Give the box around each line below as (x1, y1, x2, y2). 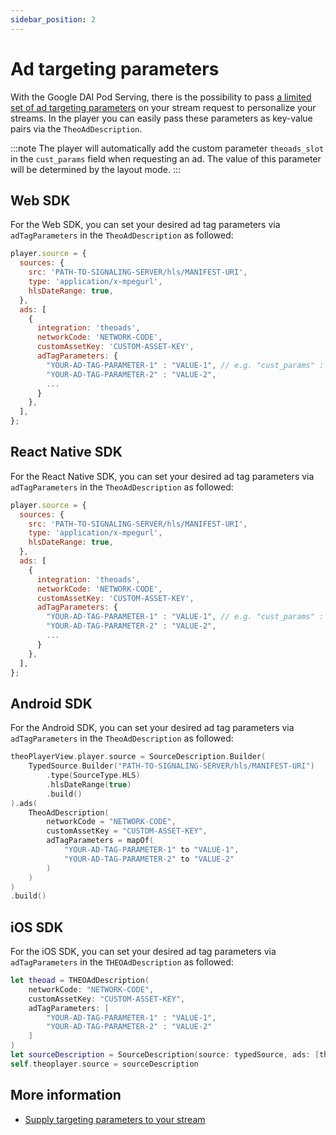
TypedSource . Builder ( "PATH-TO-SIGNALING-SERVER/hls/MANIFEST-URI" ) (28, 761, 315, 771)
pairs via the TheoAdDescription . (10, 122, 143, 135)
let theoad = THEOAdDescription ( (10, 976, 150, 986)
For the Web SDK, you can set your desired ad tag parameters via (10, 219, 281, 231)
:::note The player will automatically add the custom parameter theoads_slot (10, 142, 325, 154)
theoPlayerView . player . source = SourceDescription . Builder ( (10, 752, 267, 762)
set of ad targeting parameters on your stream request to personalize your (10, 101, 317, 113)
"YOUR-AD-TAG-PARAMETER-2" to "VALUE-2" (63, 854, 235, 864)
